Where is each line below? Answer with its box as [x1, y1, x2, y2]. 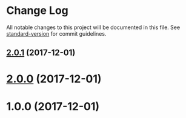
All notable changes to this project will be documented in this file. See [6, 24, 181, 31]
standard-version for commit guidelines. [6, 30, 107, 37]
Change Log [6, 4, 68, 18]
